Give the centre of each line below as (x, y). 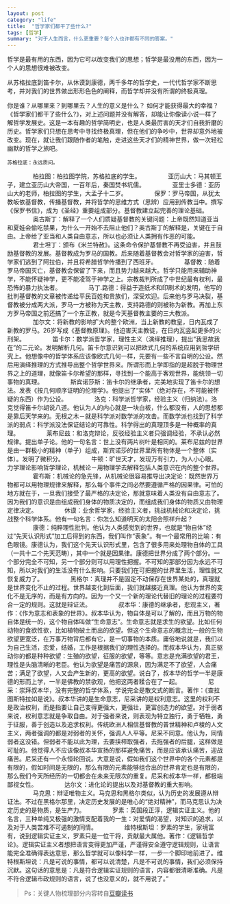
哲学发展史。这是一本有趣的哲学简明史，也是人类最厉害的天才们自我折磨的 (118, 123)
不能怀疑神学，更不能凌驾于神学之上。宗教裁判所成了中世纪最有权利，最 (121, 279)
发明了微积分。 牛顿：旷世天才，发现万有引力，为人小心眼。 (119, 459)
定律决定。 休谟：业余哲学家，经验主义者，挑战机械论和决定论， (111, 511)
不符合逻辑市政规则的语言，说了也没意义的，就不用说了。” (88, 879)
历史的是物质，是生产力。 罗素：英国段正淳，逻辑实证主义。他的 (116, 810)
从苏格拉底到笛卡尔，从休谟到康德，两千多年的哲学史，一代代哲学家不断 (109, 82)
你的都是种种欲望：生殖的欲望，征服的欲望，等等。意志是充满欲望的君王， (118, 656)
